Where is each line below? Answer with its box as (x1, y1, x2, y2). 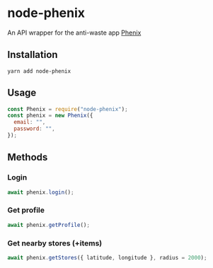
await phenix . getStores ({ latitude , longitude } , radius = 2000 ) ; (7, 254, 207, 261)
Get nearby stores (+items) (7, 238, 103, 248)
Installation (7, 49, 58, 61)
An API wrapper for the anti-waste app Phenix (7, 28, 142, 37)
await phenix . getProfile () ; (7, 221, 91, 228)
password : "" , (13, 125, 55, 132)
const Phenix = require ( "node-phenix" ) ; (7, 105, 129, 112)
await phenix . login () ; (7, 189, 74, 196)
